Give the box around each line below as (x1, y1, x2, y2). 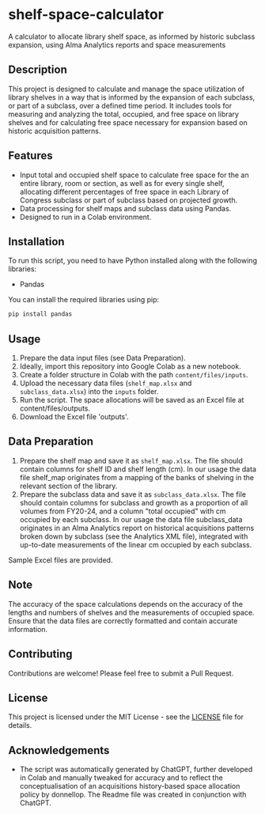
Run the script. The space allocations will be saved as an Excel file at (19, 396, 244, 405)
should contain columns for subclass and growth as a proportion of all (19, 498, 248, 507)
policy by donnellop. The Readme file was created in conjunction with (19, 789, 247, 800)
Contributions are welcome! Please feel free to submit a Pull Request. (8, 668, 234, 678)
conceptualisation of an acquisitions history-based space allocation (19, 782, 240, 791)
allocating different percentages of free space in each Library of (19, 187, 229, 196)
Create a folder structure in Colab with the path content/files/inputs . (19, 370, 248, 380)
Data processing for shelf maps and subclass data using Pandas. (19, 203, 232, 213)
